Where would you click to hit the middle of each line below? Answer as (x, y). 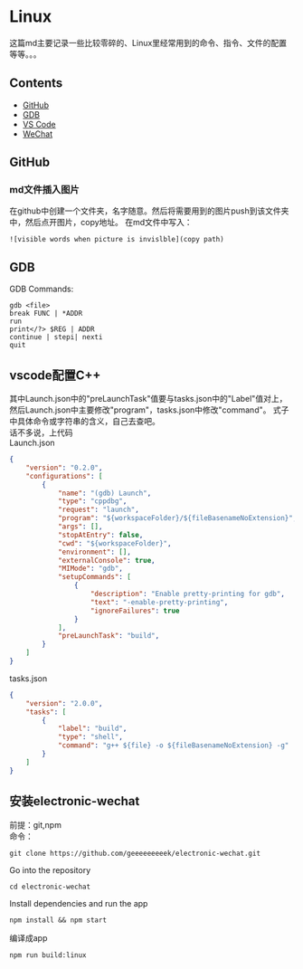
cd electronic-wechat (50, 887)
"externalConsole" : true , (106, 560)
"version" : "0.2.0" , (64, 468)
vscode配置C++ (55, 375)
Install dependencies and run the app (79, 903)
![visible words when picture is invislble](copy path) (117, 240)
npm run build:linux (48, 955)
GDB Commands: (42, 289)
